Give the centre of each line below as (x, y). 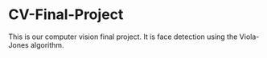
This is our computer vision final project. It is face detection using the (123, 37)
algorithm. (47, 44)
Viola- (249, 37)
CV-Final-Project (66, 15)
